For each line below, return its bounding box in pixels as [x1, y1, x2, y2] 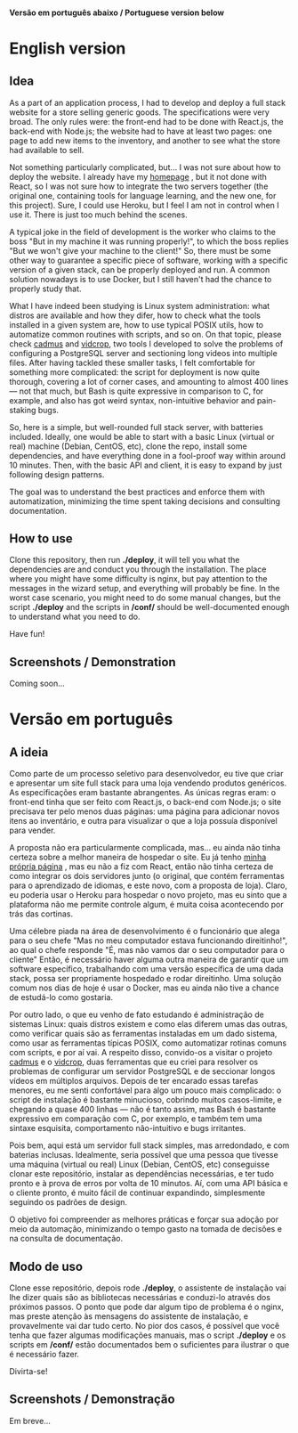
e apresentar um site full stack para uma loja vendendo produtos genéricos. [9, 778, 287, 788]
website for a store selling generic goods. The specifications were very [9, 107, 270, 118]
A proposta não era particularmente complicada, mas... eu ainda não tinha [9, 843, 281, 853]
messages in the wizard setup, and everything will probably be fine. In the [9, 583, 280, 594]
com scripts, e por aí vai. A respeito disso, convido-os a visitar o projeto [9, 1047, 273, 1058]
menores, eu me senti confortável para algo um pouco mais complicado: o [9, 1085, 282, 1095]
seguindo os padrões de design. [9, 1197, 127, 1208]
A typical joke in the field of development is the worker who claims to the [9, 226, 276, 237]
